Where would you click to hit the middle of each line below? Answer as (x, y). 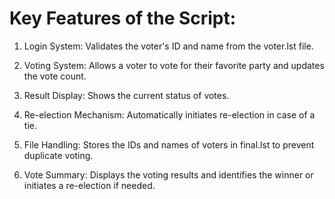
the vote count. (55, 76)
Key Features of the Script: (123, 18)
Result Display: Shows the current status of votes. (126, 95)
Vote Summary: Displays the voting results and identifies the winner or (168, 174)
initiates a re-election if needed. (89, 185)
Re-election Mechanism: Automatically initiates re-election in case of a (169, 114)
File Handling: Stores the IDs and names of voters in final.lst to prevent (169, 144)
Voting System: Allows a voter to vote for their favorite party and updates (174, 65)
